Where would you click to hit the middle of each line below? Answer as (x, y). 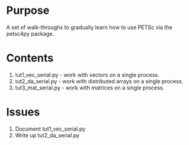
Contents (30, 58)
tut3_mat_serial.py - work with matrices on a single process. (89, 88)
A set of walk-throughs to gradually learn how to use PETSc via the (89, 27)
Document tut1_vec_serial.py (50, 129)
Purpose (28, 11)
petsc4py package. (30, 33)
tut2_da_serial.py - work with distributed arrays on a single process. (99, 81)
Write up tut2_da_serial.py (47, 135)
